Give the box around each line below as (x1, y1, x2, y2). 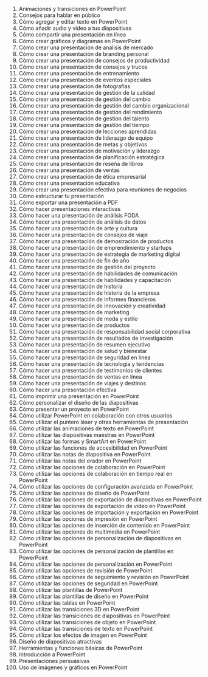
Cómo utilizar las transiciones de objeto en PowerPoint (18, 619, 156, 625)
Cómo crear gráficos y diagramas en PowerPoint (18, 38, 141, 44)
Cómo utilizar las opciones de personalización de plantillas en (18, 548, 174, 555)
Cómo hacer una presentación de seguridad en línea (18, 354, 151, 361)
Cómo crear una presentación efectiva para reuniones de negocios (18, 186, 187, 193)
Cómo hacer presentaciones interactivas (18, 205, 121, 212)
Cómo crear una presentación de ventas (18, 167, 120, 174)
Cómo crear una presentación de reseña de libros (18, 160, 144, 167)
